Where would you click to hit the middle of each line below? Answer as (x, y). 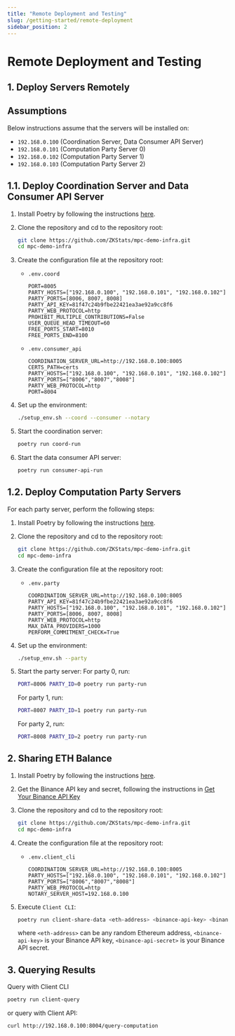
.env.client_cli (52, 857)
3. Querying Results (52, 970)
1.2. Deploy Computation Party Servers (94, 492)
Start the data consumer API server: (69, 458)
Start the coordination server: (60, 431)
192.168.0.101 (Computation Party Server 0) (81, 149)
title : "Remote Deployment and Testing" (67, 14)
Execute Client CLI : (47, 907)
